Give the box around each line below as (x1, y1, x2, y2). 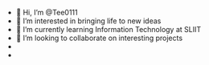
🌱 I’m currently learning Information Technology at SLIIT (15, 25, 202, 34)
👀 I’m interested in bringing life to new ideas (15, 16, 162, 26)
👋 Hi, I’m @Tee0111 (15, 8, 78, 17)
